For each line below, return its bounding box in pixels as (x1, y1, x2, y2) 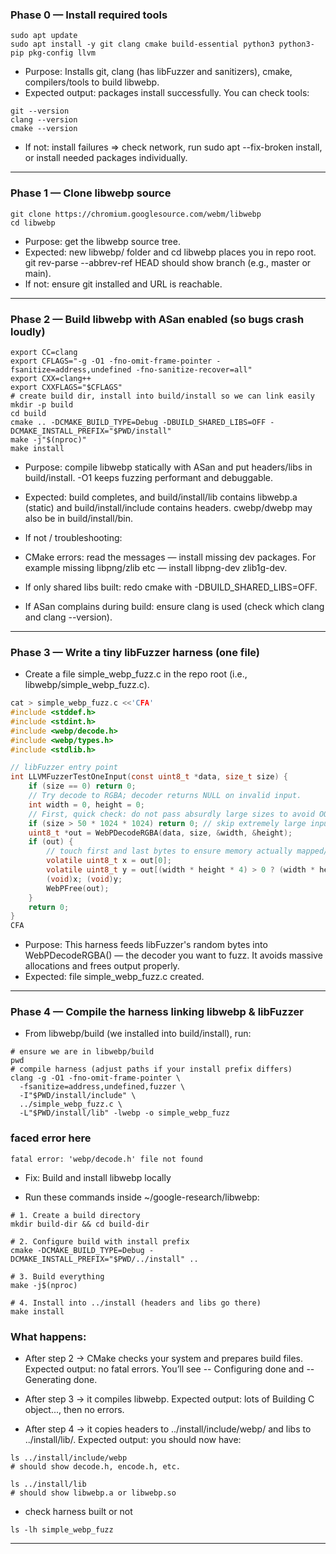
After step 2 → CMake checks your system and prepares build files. (24, 1353, 304, 1365)
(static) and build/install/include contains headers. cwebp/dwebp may (24, 501, 313, 513)
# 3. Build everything (10, 1271, 105, 1282)
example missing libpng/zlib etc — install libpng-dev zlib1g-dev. (24, 561, 288, 573)
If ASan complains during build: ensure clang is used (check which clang (24, 600, 325, 612)
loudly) (10, 324, 46, 338)
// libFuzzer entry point (10, 763, 118, 773)
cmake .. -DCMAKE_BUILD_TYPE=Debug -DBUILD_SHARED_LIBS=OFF (10, 417, 267, 427)
